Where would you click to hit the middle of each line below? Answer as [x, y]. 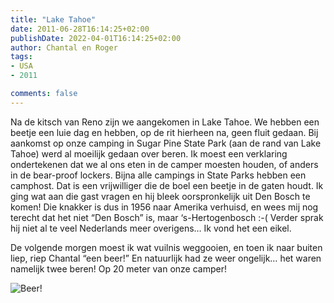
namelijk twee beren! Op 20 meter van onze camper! [118, 268]
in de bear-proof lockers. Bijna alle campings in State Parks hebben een [158, 175]
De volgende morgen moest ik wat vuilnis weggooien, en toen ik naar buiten [166, 247]
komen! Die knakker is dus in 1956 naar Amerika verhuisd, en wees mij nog [164, 207]
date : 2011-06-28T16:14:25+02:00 [80, 29]
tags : [21, 57]
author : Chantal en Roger [64, 47]
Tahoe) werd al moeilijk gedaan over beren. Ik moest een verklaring [149, 153]
